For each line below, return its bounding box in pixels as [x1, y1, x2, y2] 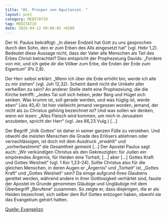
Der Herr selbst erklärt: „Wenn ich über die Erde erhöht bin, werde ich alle [5, 76, 157, 82]
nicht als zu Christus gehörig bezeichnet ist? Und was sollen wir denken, [5, 108, 155, 114]
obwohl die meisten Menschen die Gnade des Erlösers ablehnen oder [5, 133, 148, 139]
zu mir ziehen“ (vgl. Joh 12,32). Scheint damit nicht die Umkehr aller [5, 81, 145, 87]
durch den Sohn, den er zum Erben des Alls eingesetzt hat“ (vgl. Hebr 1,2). [5, 45, 158, 51]
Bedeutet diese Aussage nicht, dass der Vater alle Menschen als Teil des [5, 50, 155, 56]
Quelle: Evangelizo [5, 207, 43, 213]
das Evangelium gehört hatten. [5, 197, 68, 203]
